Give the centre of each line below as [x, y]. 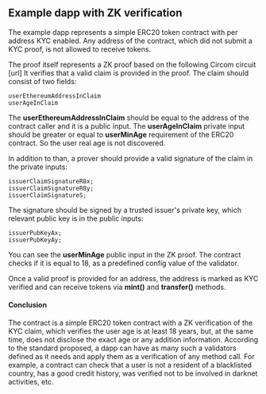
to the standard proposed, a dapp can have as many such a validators [122, 348]
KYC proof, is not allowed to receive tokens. [80, 49]
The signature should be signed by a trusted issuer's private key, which [125, 210]
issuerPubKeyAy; [35, 240]
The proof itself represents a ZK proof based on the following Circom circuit [132, 64]
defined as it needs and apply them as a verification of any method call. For [132, 357]
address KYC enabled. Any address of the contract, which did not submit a [130, 41]
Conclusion [28, 305]
